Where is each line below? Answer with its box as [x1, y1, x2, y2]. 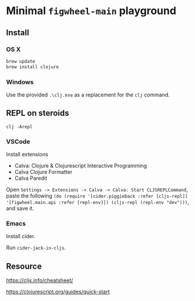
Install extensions [6, 151, 49, 158]
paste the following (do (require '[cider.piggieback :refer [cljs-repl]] [6, 192, 188, 199]
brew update [6, 58, 35, 64]
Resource [6, 261, 42, 271]
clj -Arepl [6, 123, 33, 130]
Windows [6, 78, 34, 86]
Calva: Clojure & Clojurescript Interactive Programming [14, 162, 147, 169]
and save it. [6, 205, 34, 212]
